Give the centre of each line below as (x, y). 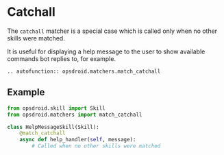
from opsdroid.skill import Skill (57, 108)
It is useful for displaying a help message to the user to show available (106, 51)
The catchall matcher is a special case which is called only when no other (112, 31)
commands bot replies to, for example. (62, 58)
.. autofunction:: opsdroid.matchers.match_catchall (84, 71)
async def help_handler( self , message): (78, 140)
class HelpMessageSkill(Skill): (53, 127)
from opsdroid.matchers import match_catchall (75, 115)
